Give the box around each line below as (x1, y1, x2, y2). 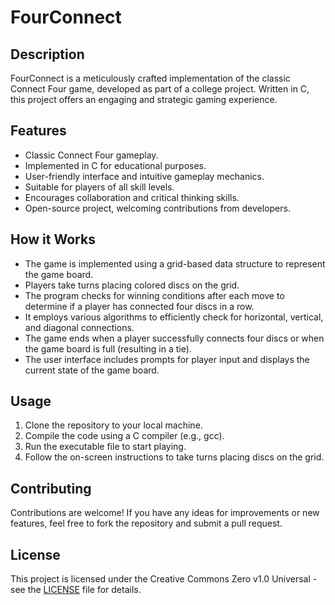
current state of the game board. (24, 364, 160, 376)
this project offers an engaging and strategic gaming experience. (10, 94, 278, 105)
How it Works (10, 231, 96, 248)
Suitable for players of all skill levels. (24, 181, 175, 193)
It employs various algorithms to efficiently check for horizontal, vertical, (24, 311, 324, 323)
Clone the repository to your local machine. (24, 419, 203, 431)
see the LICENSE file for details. (10, 584, 142, 596)
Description (10, 46, 85, 63)
